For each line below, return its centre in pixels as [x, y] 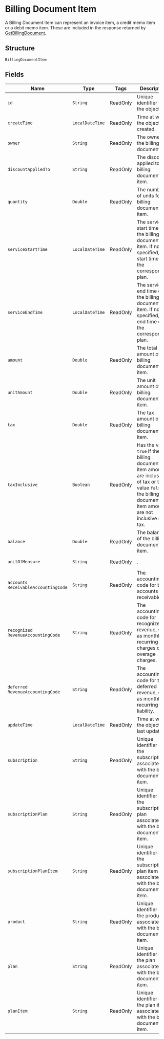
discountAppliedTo [29, 169]
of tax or [146, 482]
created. [146, 129]
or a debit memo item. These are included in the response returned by [75, 27]
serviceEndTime [25, 312]
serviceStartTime [28, 249]
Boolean [81, 485]
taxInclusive [23, 485]
